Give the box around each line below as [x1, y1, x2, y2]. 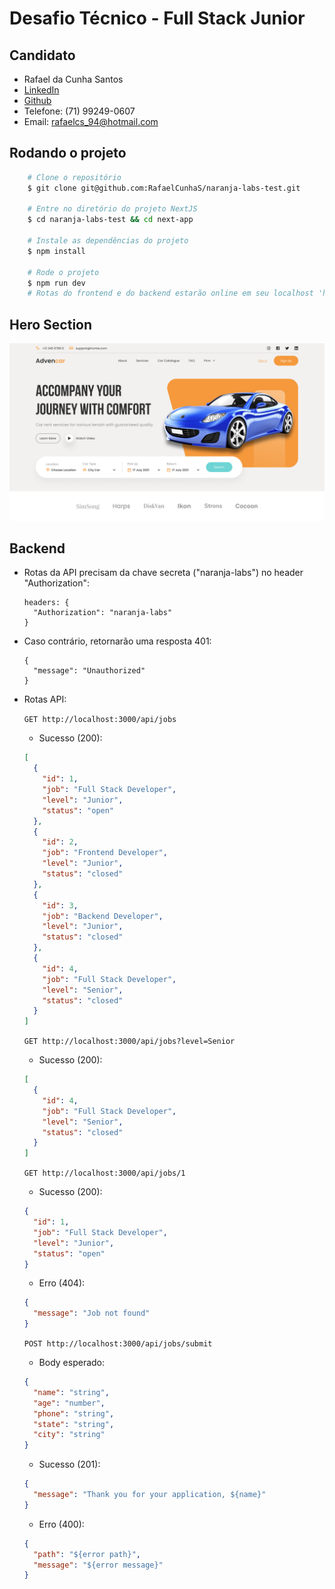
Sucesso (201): [38, 1458, 101, 1471]
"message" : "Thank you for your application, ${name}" [33, 1490, 267, 1500]
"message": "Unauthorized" [33, 666, 146, 676]
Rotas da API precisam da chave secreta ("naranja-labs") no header [23, 567, 304, 579]
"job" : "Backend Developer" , [42, 911, 164, 921]
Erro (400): [38, 1518, 85, 1530]
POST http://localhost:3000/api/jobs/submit [23, 1339, 213, 1349]
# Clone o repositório [27, 172, 122, 182]
